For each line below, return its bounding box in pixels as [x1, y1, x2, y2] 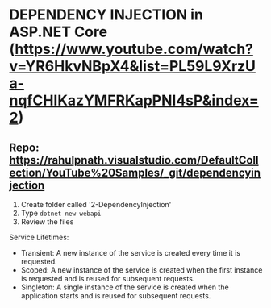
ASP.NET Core [9, 23, 108, 41]
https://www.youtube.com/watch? [15, 40, 253, 58]
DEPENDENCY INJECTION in [9, 6, 204, 24]
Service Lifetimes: [9, 232, 69, 242]
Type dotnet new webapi [20, 208, 102, 218]
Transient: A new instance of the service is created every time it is [20, 248, 241, 257]
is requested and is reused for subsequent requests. [20, 274, 195, 283]
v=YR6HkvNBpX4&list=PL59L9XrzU [9, 57, 256, 76]
